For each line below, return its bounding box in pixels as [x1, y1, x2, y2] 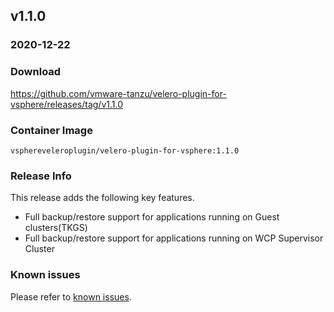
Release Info [10, 169, 72, 183]
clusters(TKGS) [24, 222, 88, 234]
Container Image [10, 123, 93, 137]
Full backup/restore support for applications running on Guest [24, 211, 280, 223]
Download [10, 65, 62, 79]
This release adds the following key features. [10, 192, 195, 204]
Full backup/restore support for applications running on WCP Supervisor [24, 232, 324, 244]
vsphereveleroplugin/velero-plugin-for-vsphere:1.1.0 [10, 145, 240, 156]
